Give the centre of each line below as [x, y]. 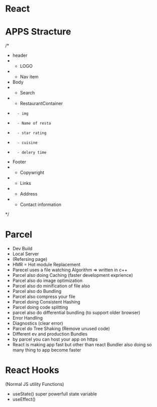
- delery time [32, 153]
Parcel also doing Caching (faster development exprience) [73, 275]
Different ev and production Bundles [50, 334]
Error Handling [28, 318]
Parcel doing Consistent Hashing [46, 302]
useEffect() [24, 399]
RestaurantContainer [41, 104]
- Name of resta [34, 124]
